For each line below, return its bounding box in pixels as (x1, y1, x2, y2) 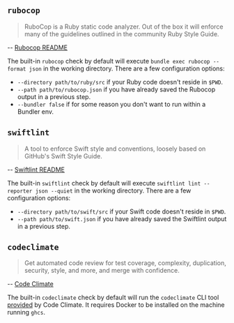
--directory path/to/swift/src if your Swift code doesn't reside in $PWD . (17, 207, 226, 216)
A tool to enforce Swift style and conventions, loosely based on (24, 144, 206, 153)
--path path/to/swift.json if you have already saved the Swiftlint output (17, 214, 227, 223)
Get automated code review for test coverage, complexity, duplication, (24, 259, 226, 267)
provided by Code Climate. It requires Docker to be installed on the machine (7, 301, 225, 309)
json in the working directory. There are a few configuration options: (29, 64, 225, 73)
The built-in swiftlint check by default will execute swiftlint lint (7, 179, 201, 187)
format (7, 66, 26, 73)
